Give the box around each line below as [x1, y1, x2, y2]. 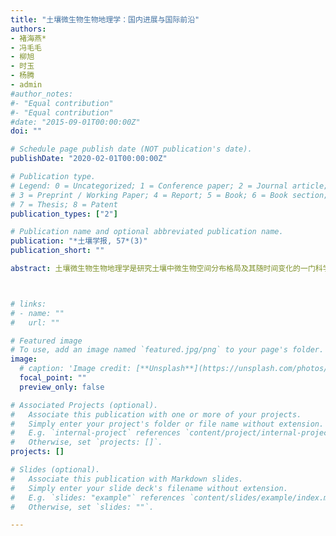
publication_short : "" [10, 246, 105, 256]
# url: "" [10, 317, 60, 328]
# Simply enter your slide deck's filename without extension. [10, 483, 288, 493]
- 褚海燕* [10, 33, 47, 43]
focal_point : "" [19, 373, 87, 383]
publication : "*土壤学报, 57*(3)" [10, 236, 148, 246]
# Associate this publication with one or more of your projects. [10, 409, 302, 420]
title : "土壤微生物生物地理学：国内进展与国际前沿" [10, 14, 200, 25]
